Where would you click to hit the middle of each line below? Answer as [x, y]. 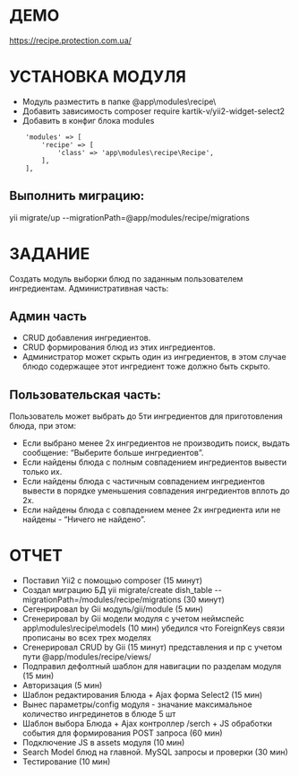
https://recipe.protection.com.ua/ [71, 40]
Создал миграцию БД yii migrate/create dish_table [117, 590]
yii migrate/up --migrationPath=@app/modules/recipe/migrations [130, 217]
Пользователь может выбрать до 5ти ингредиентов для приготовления [146, 416]
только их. [42, 472]
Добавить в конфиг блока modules [88, 120]
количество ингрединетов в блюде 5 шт [99, 714]
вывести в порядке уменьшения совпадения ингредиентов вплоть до [156, 491]
